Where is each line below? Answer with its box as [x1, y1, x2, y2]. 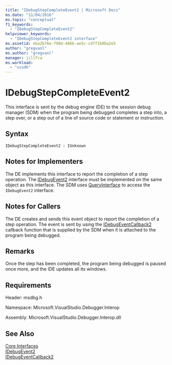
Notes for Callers [5, 202, 61, 211]
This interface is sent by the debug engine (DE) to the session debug [5, 104, 151, 110]
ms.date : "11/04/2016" [5, 12, 54, 17]
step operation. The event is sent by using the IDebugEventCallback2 [5, 221, 152, 227]
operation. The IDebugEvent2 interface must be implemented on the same [5, 176, 162, 182]
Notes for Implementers [5, 157, 83, 166]
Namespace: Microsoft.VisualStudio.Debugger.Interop [5, 304, 120, 311]
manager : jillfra [5, 55, 43, 61]
